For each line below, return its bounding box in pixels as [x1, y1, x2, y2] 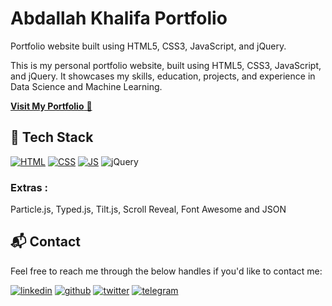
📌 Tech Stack [10, 129, 94, 146]
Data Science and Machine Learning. [10, 80, 163, 92]
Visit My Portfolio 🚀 [10, 100, 93, 112]
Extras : [10, 180, 49, 194]
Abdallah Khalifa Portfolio [10, 7, 228, 30]
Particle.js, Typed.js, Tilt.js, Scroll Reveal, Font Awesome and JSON [10, 203, 287, 216]
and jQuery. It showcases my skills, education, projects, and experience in [10, 70, 316, 82]
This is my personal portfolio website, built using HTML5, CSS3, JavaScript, [10, 59, 322, 71]
